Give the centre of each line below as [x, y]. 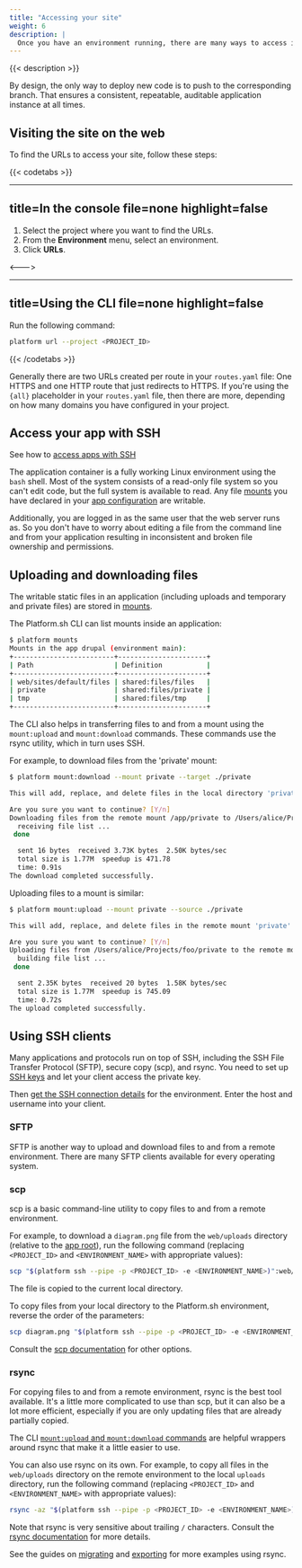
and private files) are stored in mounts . [81, 607]
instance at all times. [47, 105]
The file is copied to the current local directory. [96, 1288]
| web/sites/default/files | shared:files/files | [110, 682]
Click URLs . [44, 249]
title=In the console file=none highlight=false [139, 209]
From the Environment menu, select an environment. [120, 240]
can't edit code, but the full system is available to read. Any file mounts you [148, 492]
